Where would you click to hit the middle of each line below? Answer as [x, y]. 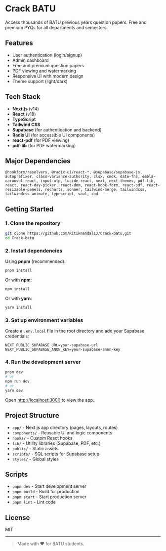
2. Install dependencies [34, 251]
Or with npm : [19, 280]
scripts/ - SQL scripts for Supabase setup [56, 454]
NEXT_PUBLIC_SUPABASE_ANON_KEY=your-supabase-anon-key [63, 350]
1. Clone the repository [33, 223]
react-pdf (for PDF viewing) [41, 140]
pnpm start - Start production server [49, 497]
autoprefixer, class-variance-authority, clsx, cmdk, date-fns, [73, 177]
